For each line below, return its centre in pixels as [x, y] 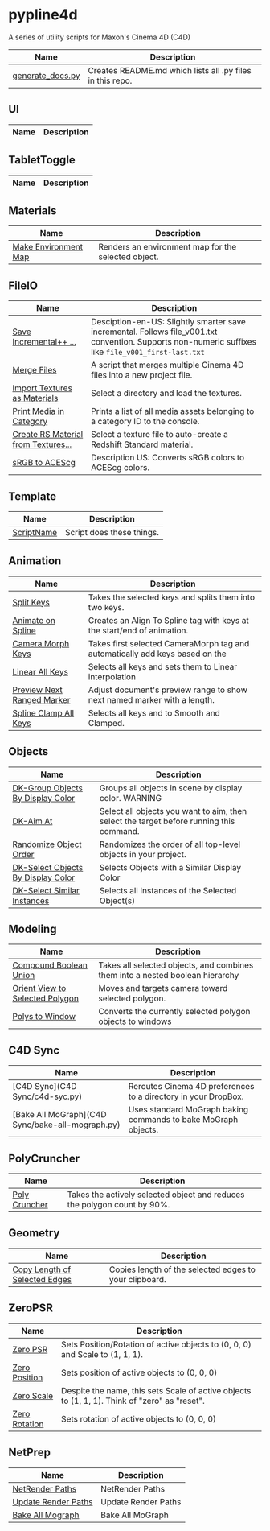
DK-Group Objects [47, 788]
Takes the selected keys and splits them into [172, 597]
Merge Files [35, 370]
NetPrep [29, 1453]
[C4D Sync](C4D [45, 1087]
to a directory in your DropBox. [186, 1096]
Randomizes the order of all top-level [170, 844]
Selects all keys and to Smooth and [154, 712]
